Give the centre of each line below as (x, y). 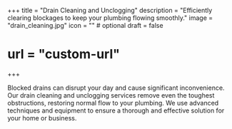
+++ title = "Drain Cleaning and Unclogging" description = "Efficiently (110, 10)
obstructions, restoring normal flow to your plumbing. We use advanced (113, 103)
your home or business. (42, 118)
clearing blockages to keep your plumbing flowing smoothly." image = (110, 18)
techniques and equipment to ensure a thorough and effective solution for (116, 110)
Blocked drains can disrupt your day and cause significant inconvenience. (116, 88)
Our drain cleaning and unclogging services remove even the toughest (111, 95)
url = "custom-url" (64, 55)
